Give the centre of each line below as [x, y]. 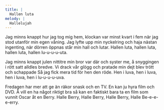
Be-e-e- [150, 97]
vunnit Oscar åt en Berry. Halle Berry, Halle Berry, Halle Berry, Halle [73, 97]
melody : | [15, 18]
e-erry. [12, 102]
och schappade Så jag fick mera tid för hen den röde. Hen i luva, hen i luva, [81, 72]
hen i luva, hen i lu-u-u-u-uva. [35, 77]
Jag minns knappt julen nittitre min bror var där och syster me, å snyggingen [82, 62]
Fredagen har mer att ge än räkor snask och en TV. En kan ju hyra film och [80, 87]
